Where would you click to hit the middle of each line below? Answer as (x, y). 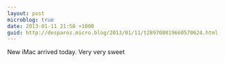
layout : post (26, 13)
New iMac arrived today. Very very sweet (66, 52)
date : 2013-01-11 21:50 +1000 (51, 26)
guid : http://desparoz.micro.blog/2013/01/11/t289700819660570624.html (112, 33)
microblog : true (30, 20)
